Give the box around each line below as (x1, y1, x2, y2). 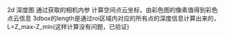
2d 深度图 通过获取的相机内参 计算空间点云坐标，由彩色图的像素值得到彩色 (7, 6, 218, 13)
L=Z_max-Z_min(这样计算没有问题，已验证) (7, 23, 130, 30)
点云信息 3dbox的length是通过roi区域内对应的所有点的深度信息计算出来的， (7, 14, 220, 22)
